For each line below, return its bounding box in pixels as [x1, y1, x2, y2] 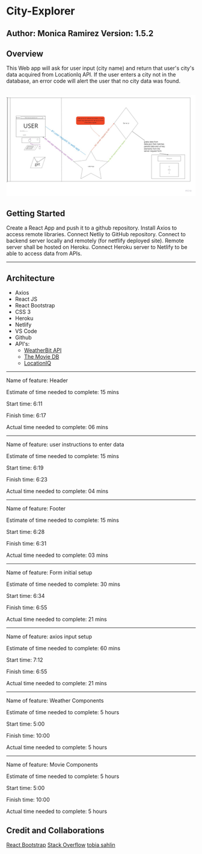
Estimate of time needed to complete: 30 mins [6, 580, 120, 588]
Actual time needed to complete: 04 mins [6, 488, 109, 495]
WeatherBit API [23, 347, 62, 354]
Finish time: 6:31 [6, 540, 47, 547]
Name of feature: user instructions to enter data [6, 441, 124, 448]
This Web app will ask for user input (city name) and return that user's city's [6, 64, 195, 72]
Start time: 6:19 [6, 464, 44, 471]
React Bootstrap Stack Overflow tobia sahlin [6, 841, 115, 848]
